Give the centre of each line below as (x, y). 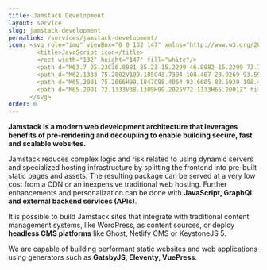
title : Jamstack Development (56, 15)
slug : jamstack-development (55, 30)
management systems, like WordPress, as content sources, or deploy (122, 225)
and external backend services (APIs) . (73, 201)
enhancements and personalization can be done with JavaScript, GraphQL (131, 193)
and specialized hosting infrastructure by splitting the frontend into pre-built (132, 168)
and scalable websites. (47, 144)
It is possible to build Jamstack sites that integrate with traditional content (129, 217)
